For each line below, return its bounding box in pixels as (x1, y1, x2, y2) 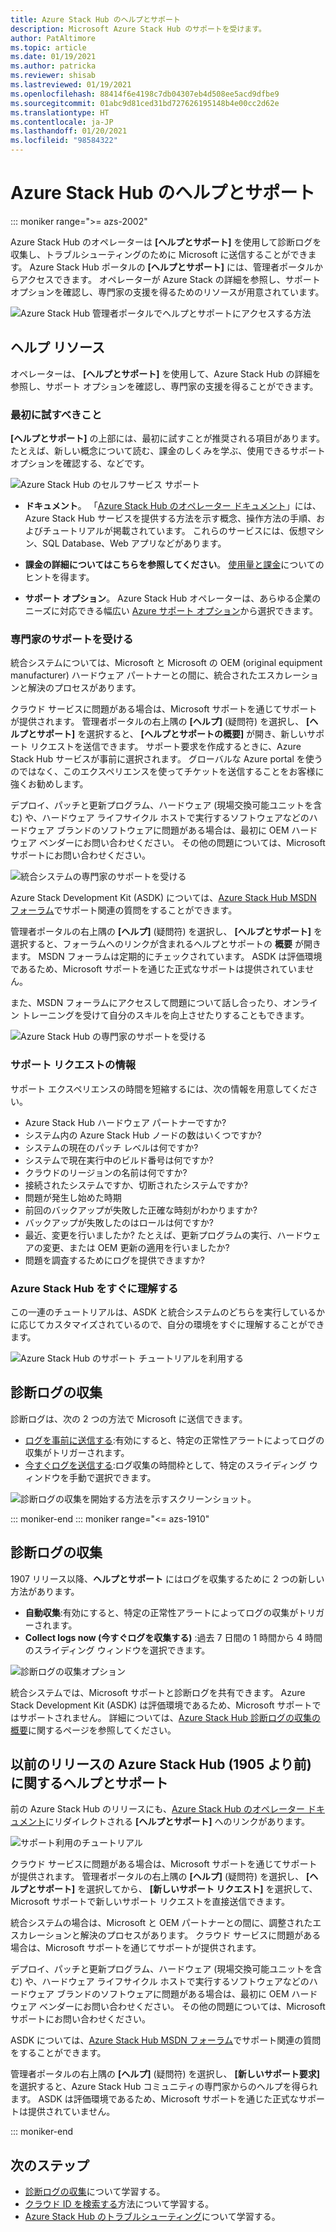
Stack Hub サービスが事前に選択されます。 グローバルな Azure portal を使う (10, 753, 323, 765)
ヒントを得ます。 (24, 571, 95, 583)
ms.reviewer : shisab (10, 71, 97, 81)
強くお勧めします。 (10, 778, 89, 790)
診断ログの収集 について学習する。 (24, 2186, 166, 2198)
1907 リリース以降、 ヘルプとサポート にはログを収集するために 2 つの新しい (10, 1572, 325, 1585)
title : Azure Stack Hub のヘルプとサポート (10, 14, 181, 25)
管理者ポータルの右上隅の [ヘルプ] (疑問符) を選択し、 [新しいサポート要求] (10, 2068, 321, 2080)
